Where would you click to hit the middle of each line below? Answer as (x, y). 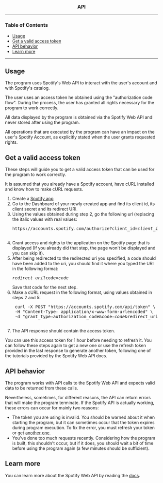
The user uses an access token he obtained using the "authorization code (79, 97)
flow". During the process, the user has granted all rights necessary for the (80, 103)
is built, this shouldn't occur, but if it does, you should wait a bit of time (83, 443)
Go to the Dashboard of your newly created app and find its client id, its (83, 204)
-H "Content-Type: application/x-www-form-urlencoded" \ (84, 312)
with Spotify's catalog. (27, 88)
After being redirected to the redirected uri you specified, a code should (84, 258)
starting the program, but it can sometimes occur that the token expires (83, 423)
